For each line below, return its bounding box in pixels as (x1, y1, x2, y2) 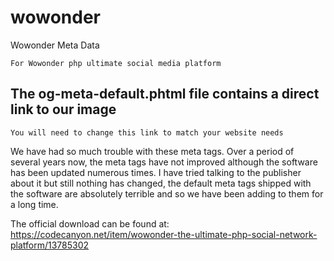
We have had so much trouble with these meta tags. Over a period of (10, 145, 295, 157)
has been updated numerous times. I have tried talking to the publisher (10, 166, 302, 178)
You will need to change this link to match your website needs (10, 127, 284, 138)
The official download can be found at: (10, 217, 170, 230)
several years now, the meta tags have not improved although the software (10, 156, 318, 168)
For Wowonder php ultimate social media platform (10, 58, 222, 68)
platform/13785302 (10, 239, 90, 251)
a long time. (10, 198, 59, 210)
